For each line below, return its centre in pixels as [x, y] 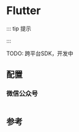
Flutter [24, 11]
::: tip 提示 [19, 28]
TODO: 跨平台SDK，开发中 [40, 53]
